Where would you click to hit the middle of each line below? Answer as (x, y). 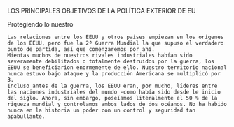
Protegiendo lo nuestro (40, 24)
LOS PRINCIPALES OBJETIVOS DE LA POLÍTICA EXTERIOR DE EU (102, 11)
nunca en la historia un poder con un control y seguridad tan (102, 110)
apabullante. (26, 117)
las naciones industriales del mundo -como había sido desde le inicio (114, 92)
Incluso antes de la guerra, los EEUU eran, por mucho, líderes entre (112, 86)
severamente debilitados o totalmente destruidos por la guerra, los (111, 61)
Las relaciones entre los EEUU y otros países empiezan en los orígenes (116, 37)
